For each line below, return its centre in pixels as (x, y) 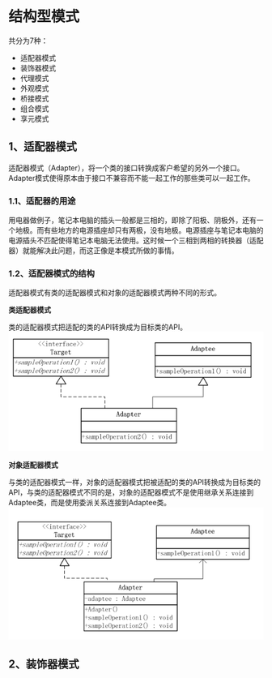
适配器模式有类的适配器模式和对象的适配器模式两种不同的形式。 (115, 293)
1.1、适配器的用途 (42, 201)
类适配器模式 (30, 310)
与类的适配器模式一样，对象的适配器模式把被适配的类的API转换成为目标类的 (135, 483)
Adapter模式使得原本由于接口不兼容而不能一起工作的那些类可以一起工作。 (132, 178)
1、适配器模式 (43, 147)
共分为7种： (28, 41)
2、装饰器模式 (44, 664)
